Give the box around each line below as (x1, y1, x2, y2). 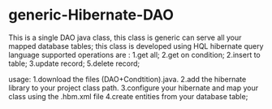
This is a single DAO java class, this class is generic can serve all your (8, 33, 242, 42)
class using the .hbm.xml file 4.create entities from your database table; (8, 91, 248, 101)
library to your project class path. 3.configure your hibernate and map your (8, 83, 258, 93)
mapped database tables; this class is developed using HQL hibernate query (8, 41, 264, 50)
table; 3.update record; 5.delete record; (8, 59, 140, 68)
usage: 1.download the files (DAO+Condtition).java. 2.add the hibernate (8, 74, 247, 84)
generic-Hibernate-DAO (8, 6, 175, 24)
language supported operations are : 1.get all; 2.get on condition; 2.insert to (8, 50, 261, 59)
